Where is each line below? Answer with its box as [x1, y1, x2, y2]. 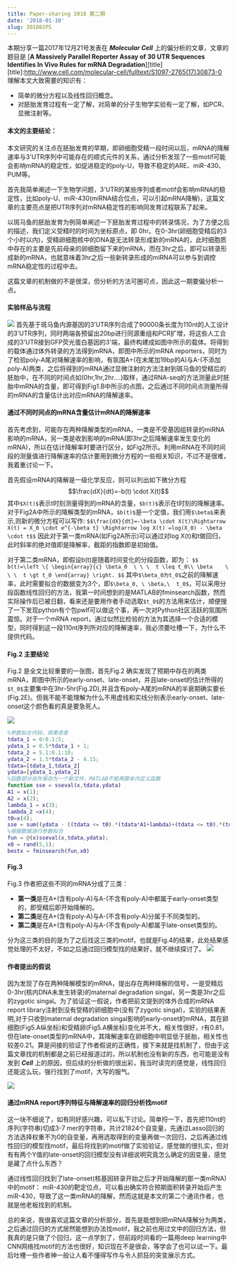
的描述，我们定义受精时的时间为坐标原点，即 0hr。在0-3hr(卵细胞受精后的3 [7, 227, 227, 235]
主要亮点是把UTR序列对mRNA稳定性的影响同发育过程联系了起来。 [19, 203, 212, 211]
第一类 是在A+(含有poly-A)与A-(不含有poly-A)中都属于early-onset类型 [17, 895, 219, 903]
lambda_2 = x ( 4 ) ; [7, 808, 55, 816]
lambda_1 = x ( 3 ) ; [7, 801, 59, 808]
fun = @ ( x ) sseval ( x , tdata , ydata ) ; [7, 835, 109, 842]
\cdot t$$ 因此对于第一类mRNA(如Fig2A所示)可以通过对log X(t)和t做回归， [7, 531, 224, 540]
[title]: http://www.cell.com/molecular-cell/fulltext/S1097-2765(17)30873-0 [7, 68, 222, 76]
